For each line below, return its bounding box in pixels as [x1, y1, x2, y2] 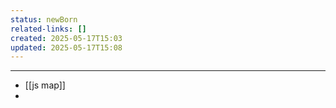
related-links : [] [10, 24, 87, 34]
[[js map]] [24, 79, 66, 91]
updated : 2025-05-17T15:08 [10, 42, 123, 53]
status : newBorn [10, 14, 78, 25]
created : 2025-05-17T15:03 [10, 33, 123, 43]
